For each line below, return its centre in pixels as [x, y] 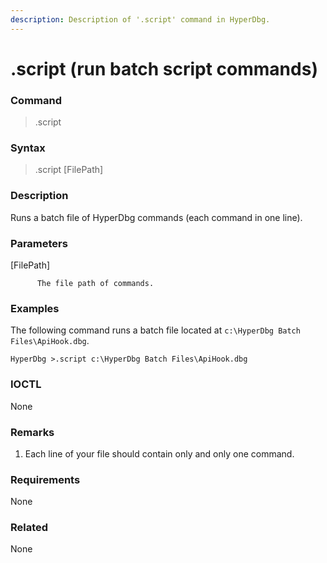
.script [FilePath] [69, 170]
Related [29, 528]
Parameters [39, 243]
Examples [35, 308]
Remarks [32, 432]
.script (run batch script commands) [164, 68]
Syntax [28, 148]
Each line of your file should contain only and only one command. [159, 453]
